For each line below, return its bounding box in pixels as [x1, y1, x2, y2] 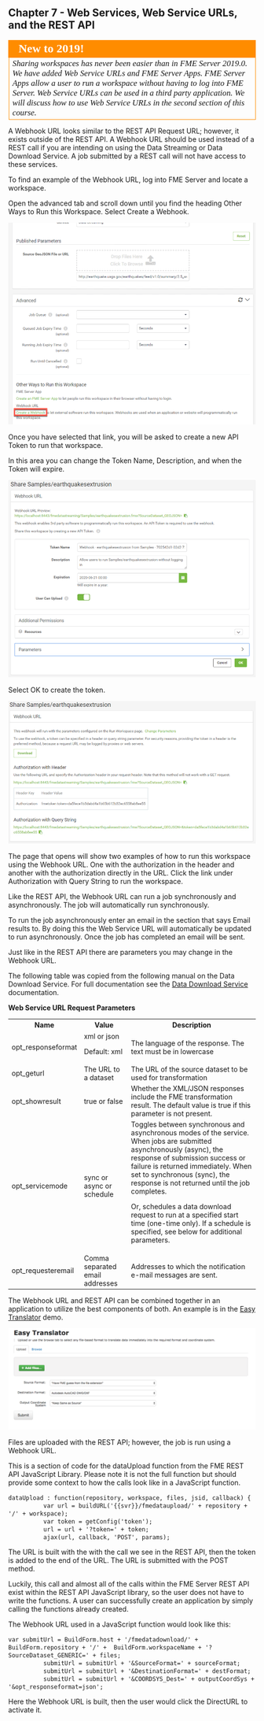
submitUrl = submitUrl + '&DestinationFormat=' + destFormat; [42, 1667, 251, 1675]
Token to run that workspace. [8, 441, 104, 450]
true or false [83, 1096, 123, 1105]
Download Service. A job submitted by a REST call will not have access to [8, 151, 246, 161]
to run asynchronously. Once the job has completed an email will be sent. [8, 932, 246, 942]
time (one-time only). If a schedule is [130, 1219, 251, 1228]
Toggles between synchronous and [130, 1120, 245, 1129]
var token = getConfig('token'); [42, 1517, 153, 1526]
